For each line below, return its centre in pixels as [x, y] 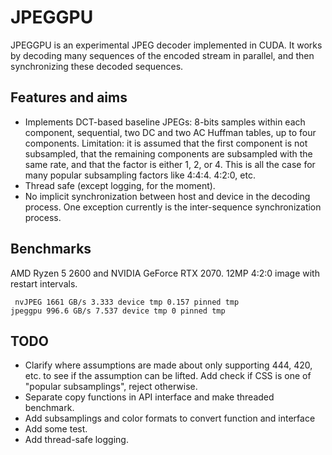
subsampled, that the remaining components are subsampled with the [168, 153]
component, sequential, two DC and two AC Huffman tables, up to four [170, 132]
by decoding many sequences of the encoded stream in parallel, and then [162, 55]
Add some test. [56, 429]
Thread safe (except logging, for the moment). [120, 185]
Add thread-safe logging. [76, 440]
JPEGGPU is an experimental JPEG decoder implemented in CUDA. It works [166, 45]
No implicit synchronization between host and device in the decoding [167, 196]
